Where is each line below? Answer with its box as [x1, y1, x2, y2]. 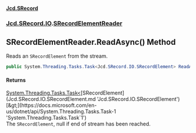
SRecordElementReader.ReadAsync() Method [6, 37, 176, 47]
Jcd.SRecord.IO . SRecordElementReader [6, 19, 123, 27]
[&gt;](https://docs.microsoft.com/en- [6, 102, 97, 109]
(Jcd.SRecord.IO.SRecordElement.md [6, 96, 96, 103]
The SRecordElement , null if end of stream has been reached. [6, 120, 151, 128]
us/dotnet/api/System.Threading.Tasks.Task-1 [6, 108, 117, 115]
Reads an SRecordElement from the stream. [6, 52, 108, 60]
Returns [6, 76, 26, 83]
